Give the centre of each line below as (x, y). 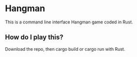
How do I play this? (34, 37)
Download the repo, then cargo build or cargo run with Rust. (65, 49)
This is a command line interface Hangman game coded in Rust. (69, 22)
